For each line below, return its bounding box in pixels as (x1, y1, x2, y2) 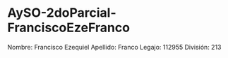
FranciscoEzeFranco (7, 20, 131, 36)
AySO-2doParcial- (7, 5, 116, 21)
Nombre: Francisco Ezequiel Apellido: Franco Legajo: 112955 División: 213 (7, 43, 222, 51)
